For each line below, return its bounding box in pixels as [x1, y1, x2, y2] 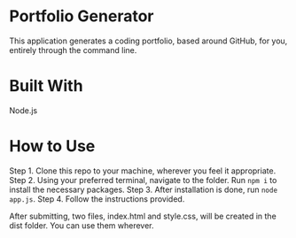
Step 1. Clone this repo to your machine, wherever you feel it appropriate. [9, 165, 277, 176]
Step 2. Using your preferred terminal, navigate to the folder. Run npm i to [9, 174, 277, 185]
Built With [9, 76, 83, 96]
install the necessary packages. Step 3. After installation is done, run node [9, 184, 277, 195]
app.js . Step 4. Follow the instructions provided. [9, 193, 185, 204]
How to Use [9, 136, 96, 157]
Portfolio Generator [9, 6, 154, 27]
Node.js [9, 104, 38, 116]
